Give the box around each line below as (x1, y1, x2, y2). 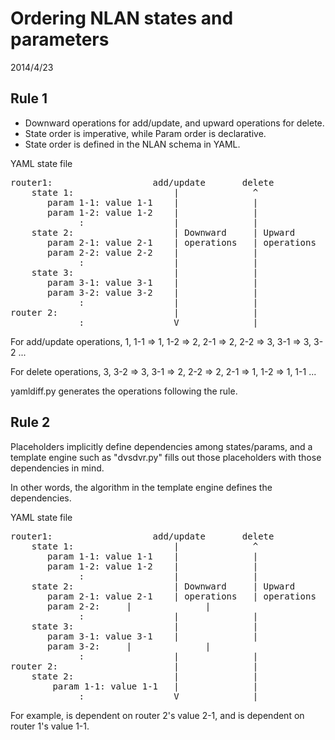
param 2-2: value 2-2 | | (47, 247, 259, 258)
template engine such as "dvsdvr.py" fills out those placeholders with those (10, 451, 322, 463)
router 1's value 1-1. (10, 720, 90, 732)
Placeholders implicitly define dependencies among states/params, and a (10, 440, 313, 452)
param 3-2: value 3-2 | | (47, 287, 259, 298)
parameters (10, 28, 110, 51)
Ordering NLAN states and (10, 7, 234, 30)
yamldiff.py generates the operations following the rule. (10, 385, 238, 397)
